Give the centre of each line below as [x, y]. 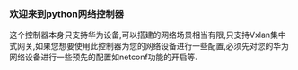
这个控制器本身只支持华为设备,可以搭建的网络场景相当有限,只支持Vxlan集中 [148, 35]
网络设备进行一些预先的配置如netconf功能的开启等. [103, 57]
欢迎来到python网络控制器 [66, 13]
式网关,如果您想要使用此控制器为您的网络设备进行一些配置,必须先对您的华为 [149, 46]
